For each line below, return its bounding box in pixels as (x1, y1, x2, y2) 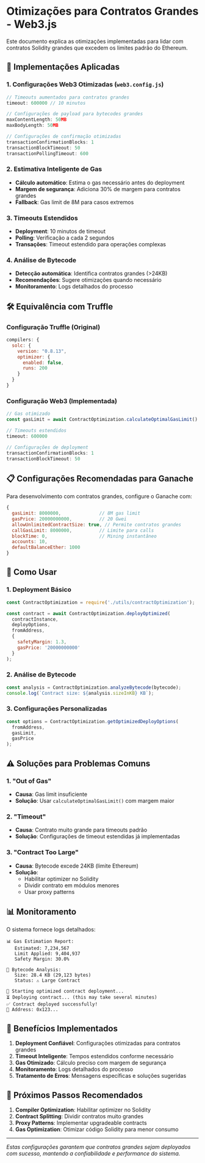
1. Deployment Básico (6, 585, 72, 594)
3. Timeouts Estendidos (6, 213, 78, 222)
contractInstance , (12, 616, 59, 623)
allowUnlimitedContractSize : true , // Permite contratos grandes (12, 521, 182, 528)
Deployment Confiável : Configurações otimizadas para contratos (15, 1040, 181, 1047)
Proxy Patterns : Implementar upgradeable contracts (15, 1119, 148, 1126)
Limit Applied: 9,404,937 (14, 951, 81, 957)
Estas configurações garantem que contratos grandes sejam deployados (6, 1143, 191, 1150)
